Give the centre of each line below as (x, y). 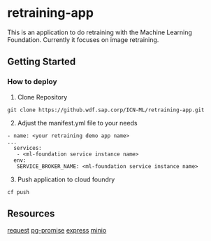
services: (28, 148)
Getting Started (42, 62)
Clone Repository (42, 97)
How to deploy (32, 82)
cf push (19, 192)
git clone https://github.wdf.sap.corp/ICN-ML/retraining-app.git (106, 110)
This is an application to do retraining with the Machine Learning (100, 32)
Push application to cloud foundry (66, 179)
